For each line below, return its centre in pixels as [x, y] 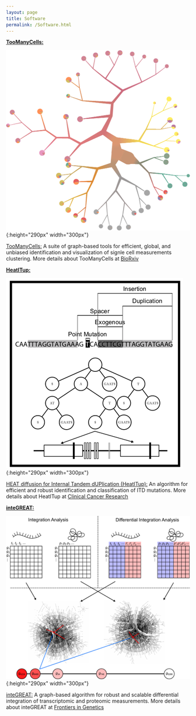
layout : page [22, 12]
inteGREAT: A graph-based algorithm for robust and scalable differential [92, 695]
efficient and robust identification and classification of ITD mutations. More [96, 490]
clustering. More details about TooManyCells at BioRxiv [72, 259]
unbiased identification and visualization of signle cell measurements [89, 252]
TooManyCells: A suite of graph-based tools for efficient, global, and [88, 246]
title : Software [26, 18]
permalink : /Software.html [39, 25]
